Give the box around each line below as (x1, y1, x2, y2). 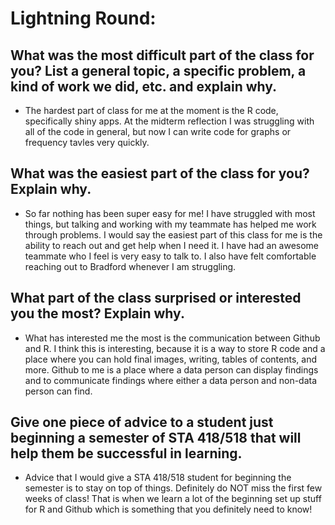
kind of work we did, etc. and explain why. (10, 78, 278, 95)
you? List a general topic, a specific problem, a (10, 62, 307, 79)
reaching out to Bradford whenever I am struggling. (24, 260, 237, 272)
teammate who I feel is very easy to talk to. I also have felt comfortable (24, 250, 317, 262)
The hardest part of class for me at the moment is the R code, (24, 105, 279, 116)
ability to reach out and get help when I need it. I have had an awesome (24, 239, 320, 251)
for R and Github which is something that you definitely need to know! (24, 503, 313, 516)
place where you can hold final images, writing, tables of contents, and (24, 353, 317, 365)
